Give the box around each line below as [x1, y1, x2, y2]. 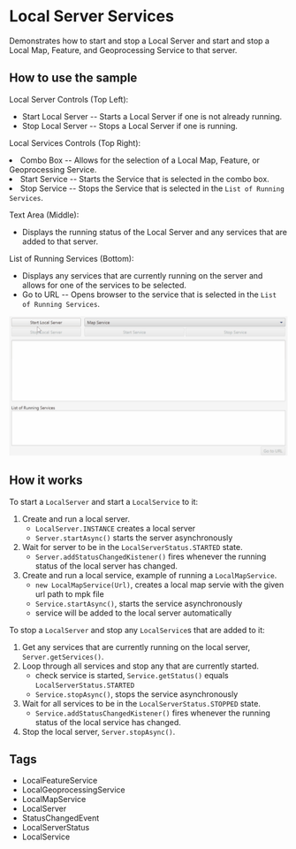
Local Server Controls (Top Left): [9, 94, 129, 104]
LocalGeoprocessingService [21, 784, 125, 795]
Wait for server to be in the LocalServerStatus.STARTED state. [21, 541, 243, 552]
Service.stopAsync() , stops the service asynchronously [34, 688, 239, 700]
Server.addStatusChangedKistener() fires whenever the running [34, 551, 267, 562]
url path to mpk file [34, 588, 104, 599]
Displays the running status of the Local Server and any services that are [21, 226, 287, 237]
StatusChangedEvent [21, 813, 100, 823]
